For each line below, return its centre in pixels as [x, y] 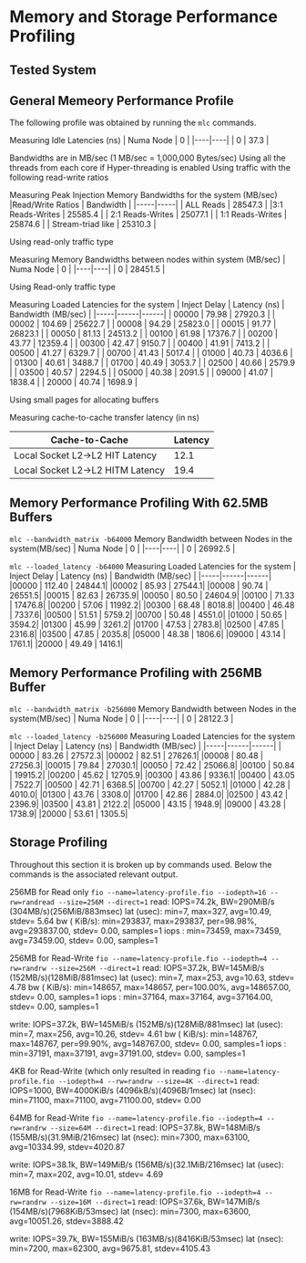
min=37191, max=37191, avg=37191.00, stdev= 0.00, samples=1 [127, 1053]
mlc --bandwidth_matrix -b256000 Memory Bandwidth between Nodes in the [153, 709]
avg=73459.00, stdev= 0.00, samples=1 [84, 940]
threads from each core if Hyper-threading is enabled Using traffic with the [150, 168]
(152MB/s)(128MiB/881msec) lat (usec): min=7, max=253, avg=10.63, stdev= [152, 977]
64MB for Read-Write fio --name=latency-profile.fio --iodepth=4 [136, 1117]
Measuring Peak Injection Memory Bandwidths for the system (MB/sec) [143, 195]
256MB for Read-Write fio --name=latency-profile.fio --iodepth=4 [138, 958]
